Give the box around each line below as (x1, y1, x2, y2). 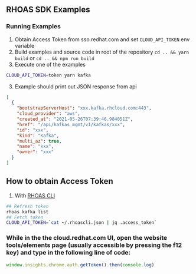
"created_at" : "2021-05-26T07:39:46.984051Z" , (17, 116, 133, 123)
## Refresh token (6, 203, 49, 209)
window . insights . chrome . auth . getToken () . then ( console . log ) (6, 262, 155, 268)
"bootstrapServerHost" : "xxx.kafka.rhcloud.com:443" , (17, 105, 152, 111)
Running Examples (6, 22, 61, 31)
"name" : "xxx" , (17, 144, 54, 150)
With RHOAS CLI (14, 192, 55, 199)
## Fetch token (6, 214, 44, 220)
